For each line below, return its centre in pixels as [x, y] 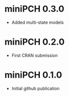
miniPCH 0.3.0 [34, 9]
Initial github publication [35, 88]
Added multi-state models [38, 22]
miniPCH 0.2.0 [35, 42]
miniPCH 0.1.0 [33, 75]
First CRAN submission [34, 55]
